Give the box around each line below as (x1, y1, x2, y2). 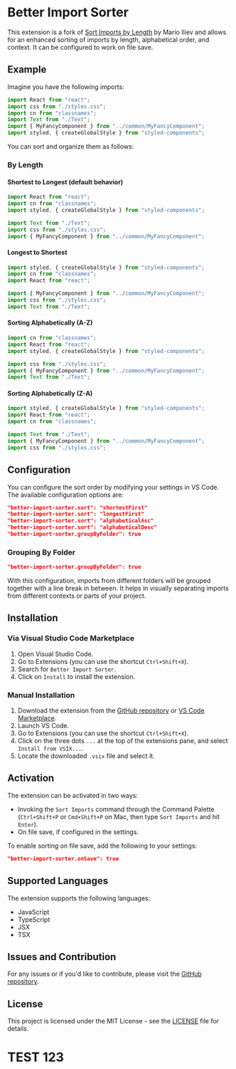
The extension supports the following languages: (7, 894, 151, 902)
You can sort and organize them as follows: (7, 142, 134, 150)
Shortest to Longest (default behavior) (7, 177, 124, 186)
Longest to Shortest (7, 248, 68, 256)
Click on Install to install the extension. (17, 672, 136, 680)
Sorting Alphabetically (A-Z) (7, 318, 93, 327)
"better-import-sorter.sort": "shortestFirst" (7, 504, 148, 511)
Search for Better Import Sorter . (17, 665, 116, 673)
